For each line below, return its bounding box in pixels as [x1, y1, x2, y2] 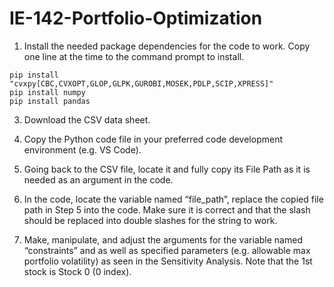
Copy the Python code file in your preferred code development [23, 133, 283, 145]
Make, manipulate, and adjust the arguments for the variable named [23, 233, 303, 246]
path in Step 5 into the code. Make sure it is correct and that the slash [23, 203, 311, 216]
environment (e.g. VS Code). [23, 143, 142, 156]
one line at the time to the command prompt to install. [23, 50, 245, 62]
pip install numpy [9, 87, 86, 97]
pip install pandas [9, 96, 91, 106]
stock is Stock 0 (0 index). [23, 265, 132, 277]
